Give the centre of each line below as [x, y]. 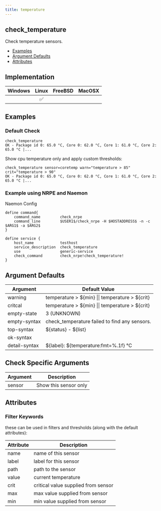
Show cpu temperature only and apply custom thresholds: [64, 159]
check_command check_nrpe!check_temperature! [69, 256]
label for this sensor [56, 461]
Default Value [98, 289]
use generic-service [54, 252]
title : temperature [25, 10]
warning [17, 298]
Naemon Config [21, 204]
